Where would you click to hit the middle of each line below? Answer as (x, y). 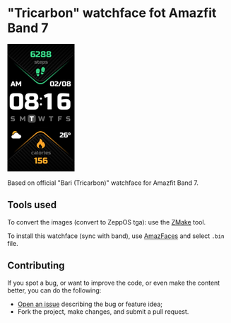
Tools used (32, 205)
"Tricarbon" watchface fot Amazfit (112, 13)
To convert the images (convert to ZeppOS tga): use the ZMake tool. (107, 222)
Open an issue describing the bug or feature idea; (90, 304)
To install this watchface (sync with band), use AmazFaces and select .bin (116, 236)
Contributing (36, 266)
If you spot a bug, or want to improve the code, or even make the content (114, 283)
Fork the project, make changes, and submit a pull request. (103, 311)
